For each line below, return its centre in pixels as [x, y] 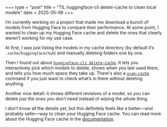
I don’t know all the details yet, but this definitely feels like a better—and [79, 108]
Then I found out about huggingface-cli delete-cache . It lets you [72, 63]
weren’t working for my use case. [39, 38]
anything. [15, 84]
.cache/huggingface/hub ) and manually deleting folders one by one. [74, 53]
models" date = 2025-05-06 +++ [39, 12]
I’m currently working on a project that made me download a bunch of [77, 22]
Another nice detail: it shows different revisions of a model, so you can [78, 93]
